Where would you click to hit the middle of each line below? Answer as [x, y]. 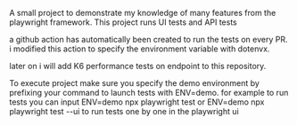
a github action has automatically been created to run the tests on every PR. [148, 39]
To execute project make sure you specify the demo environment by [135, 83]
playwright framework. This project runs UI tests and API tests [124, 22]
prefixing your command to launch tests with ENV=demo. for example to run [149, 93]
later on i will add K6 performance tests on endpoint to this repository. [138, 66]
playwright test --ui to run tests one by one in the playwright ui [124, 111]
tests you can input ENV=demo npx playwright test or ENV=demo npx [137, 102]
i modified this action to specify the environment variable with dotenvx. [140, 49]
